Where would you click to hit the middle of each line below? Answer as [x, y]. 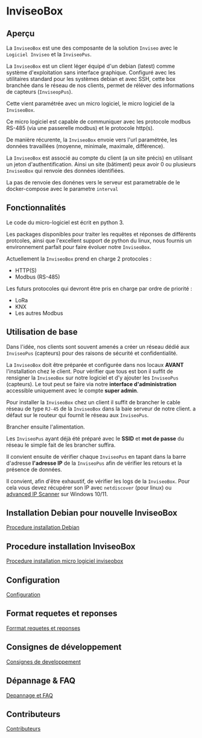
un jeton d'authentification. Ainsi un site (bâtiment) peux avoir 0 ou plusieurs [101, 164]
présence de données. [34, 469]
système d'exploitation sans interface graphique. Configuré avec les [91, 73]
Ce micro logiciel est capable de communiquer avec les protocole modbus [99, 121]
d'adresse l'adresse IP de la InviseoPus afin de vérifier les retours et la [94, 463]
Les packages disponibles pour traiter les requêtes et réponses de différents [101, 234]
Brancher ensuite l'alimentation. [46, 427]
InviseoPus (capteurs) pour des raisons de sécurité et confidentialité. [92, 353]
